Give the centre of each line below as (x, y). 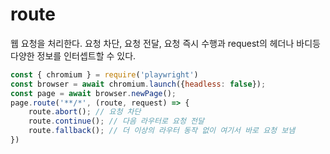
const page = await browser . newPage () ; (93, 93)
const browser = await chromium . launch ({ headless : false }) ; (138, 84)
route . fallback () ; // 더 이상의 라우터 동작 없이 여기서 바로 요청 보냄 (162, 131)
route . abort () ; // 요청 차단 (85, 112)
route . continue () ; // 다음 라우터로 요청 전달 (116, 121)
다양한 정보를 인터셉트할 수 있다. (73, 55)
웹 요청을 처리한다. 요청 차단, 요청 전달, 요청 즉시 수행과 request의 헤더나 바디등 (165, 43)
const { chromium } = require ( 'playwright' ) (104, 74)
